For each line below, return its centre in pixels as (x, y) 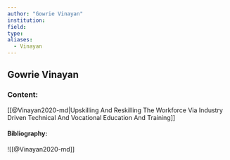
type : (15, 33)
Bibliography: (27, 133)
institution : (26, 20)
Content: (23, 95)
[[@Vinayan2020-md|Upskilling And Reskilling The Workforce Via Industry (115, 110)
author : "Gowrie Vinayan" (45, 14)
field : (17, 27)
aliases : (20, 40)
